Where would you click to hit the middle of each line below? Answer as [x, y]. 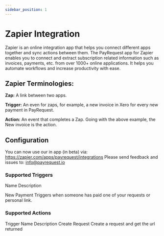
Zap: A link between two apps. [36, 95]
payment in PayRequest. [30, 110]
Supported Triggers [29, 175]
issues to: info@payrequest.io [35, 163]
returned [14, 229]
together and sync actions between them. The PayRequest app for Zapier [79, 52]
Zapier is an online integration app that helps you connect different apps [78, 47]
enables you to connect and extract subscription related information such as [82, 58]
